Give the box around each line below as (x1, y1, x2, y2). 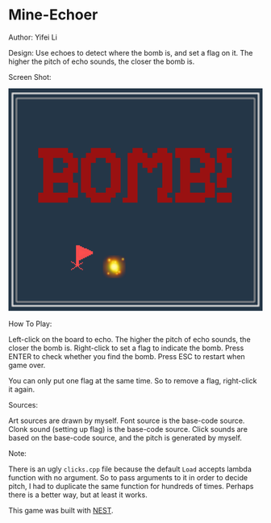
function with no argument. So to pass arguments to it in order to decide (8, 472, 248, 482)
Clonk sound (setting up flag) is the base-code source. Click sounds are (8, 424, 248, 433)
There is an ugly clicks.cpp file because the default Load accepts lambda (8, 464, 252, 474)
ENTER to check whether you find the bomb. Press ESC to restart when (8, 351, 246, 361)
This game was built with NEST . (8, 505, 114, 515)
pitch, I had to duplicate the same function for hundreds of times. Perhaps (8, 481, 254, 491)
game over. (8, 360, 46, 370)
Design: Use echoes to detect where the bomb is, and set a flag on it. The (8, 48, 253, 57)
